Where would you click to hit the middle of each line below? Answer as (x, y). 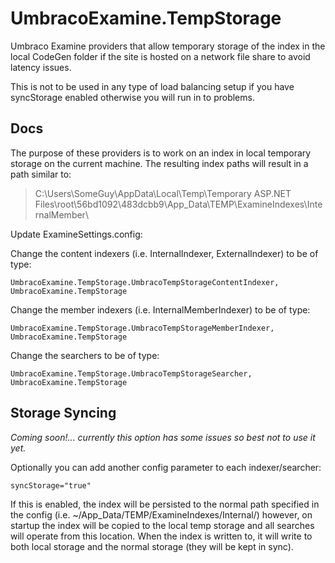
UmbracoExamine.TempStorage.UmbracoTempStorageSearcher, (131, 373)
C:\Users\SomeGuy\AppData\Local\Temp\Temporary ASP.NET (163, 193)
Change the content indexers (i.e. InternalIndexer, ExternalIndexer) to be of (164, 253)
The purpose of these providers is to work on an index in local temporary (161, 153)
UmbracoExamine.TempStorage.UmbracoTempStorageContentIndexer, (145, 282)
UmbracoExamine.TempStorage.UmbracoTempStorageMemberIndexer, (142, 328)
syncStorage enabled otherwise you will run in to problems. (132, 97)
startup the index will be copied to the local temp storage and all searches (162, 525)
